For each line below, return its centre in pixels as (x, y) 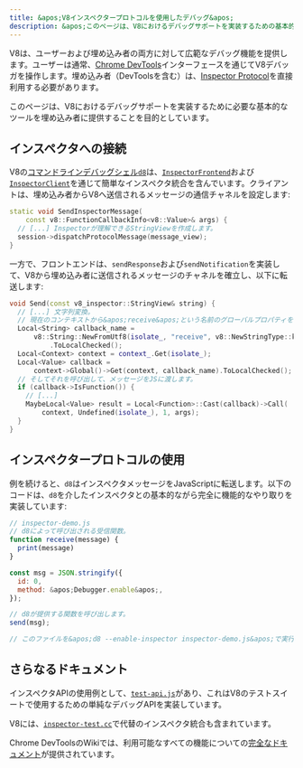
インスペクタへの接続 (68, 149)
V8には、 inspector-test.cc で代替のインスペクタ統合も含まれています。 (143, 723)
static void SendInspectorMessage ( (76, 212)
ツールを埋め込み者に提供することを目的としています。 (112, 117)
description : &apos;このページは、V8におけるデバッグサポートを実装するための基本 (149, 26)
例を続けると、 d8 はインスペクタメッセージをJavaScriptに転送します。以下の (151, 483)
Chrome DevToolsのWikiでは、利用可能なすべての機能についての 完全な (141, 743)
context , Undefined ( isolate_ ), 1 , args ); (121, 413)
